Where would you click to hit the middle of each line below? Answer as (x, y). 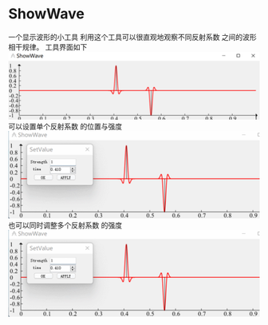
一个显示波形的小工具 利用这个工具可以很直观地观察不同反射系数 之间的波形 (132, 37)
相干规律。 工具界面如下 (48, 47)
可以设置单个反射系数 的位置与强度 (65, 126)
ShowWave (47, 14)
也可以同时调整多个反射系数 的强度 (65, 225)
